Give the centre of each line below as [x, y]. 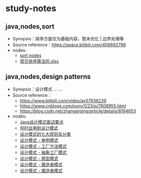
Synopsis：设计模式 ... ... [37, 89]
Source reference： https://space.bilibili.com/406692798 [69, 45]
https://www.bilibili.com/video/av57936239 [63, 101]
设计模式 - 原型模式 [39, 158]
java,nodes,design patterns [48, 77]
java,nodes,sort [30, 27]
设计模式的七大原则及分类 [45, 134]
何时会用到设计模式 [39, 128]
